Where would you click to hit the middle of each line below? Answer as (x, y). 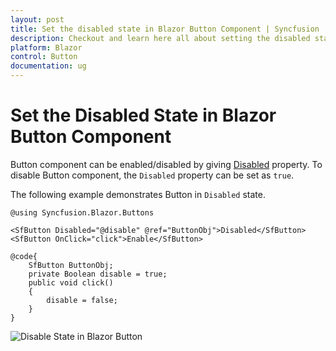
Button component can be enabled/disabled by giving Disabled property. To (166, 164)
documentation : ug (48, 66)
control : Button (44, 57)
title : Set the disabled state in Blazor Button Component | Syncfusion (165, 29)
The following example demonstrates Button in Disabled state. (138, 194)
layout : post (37, 19)
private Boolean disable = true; (98, 274)
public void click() (71, 282)
